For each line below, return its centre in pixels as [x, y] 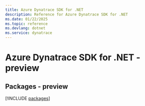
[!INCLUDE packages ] [28, 98]
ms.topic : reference [27, 24]
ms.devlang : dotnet [25, 28]
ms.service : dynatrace [29, 33]
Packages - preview [37, 86]
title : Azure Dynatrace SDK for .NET [44, 10]
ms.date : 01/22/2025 [27, 19]
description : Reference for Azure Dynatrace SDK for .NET [67, 14]
